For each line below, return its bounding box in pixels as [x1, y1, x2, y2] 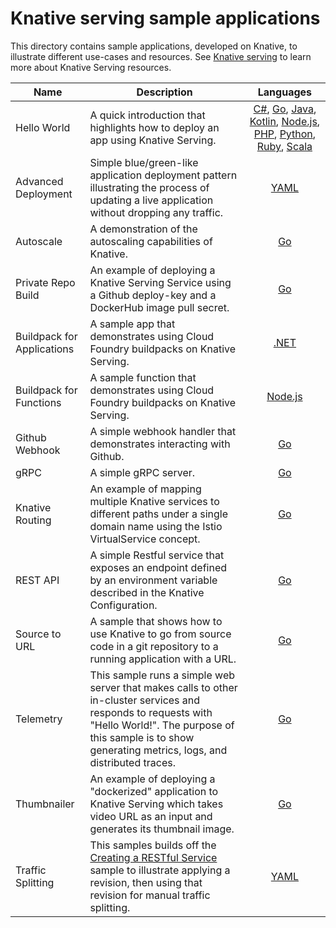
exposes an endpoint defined [89, 560, 228, 574]
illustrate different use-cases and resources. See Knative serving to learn [10, 50, 312, 62]
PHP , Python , [253, 127, 317, 141]
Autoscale [15, 234, 63, 248]
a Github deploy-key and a [89, 288, 217, 302]
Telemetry [15, 712, 63, 726]
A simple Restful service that [89, 548, 225, 562]
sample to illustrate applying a [89, 863, 231, 877]
